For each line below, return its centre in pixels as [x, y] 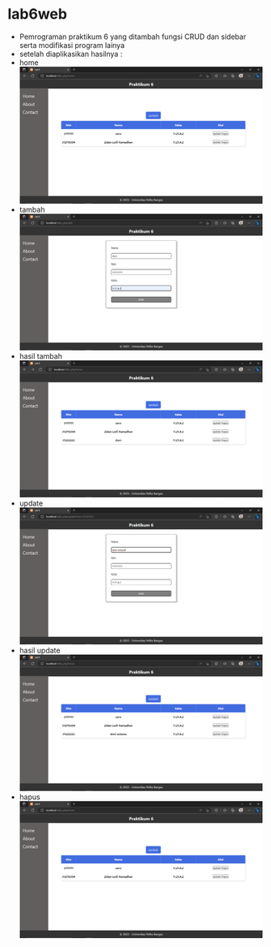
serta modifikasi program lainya [72, 45]
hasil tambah [40, 356]
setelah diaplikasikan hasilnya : [71, 54]
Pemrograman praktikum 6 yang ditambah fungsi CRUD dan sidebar [133, 37]
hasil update [40, 650]
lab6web [38, 14]
